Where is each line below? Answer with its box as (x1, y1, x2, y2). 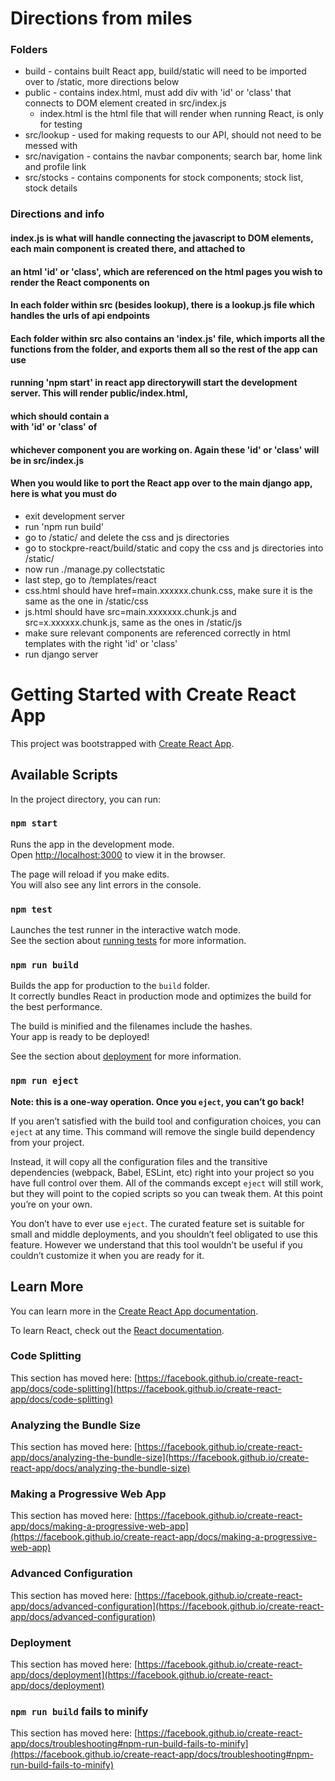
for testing (39, 118, 83, 131)
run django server (24, 648, 99, 660)
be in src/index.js (10, 454, 85, 466)
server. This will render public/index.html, (10, 387, 189, 399)
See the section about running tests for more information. (10, 935, 247, 947)
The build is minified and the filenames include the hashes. (10, 1020, 253, 1032)
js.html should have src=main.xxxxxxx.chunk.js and (24, 605, 237, 617)
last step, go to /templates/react (24, 573, 157, 586)
